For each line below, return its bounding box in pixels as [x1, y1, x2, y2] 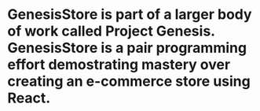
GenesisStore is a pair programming [7, 39, 247, 57]
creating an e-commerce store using [7, 72, 251, 91]
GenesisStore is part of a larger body [7, 6, 252, 24]
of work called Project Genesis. [7, 22, 215, 40]
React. [7, 89, 51, 107]
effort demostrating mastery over [7, 56, 231, 74]
